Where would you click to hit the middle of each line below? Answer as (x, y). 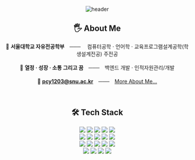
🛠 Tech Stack (97, 113)
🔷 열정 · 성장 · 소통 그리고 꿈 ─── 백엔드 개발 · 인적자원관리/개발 (97, 68)
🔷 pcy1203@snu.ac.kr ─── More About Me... (97, 81)
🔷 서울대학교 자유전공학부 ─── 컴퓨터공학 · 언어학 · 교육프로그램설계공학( (95, 46)
